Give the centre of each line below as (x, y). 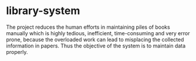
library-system (43, 11)
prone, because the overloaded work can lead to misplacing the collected (95, 39)
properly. (17, 52)
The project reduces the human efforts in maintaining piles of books (88, 27)
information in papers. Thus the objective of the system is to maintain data (96, 46)
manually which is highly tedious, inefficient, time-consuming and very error (98, 33)
